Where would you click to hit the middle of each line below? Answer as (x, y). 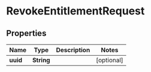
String (41, 60)
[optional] (110, 60)
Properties (26, 33)
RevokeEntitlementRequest (75, 11)
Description (73, 50)
